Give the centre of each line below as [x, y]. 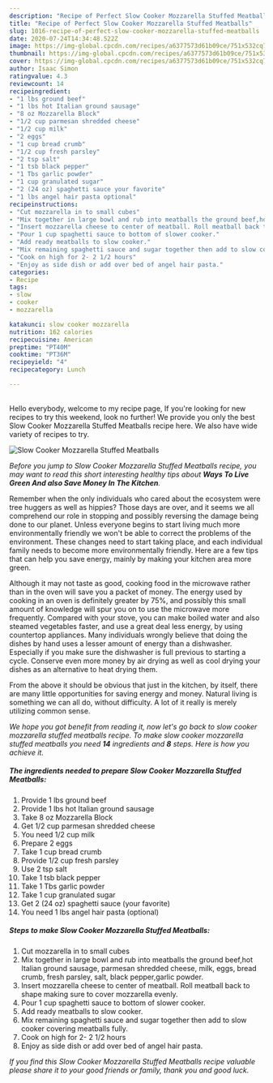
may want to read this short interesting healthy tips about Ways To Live [129, 474]
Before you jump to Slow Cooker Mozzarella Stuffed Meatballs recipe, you [133, 465]
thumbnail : [28, 54]
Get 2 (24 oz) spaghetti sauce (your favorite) [96, 903]
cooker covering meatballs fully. [75, 1028]
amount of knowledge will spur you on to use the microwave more [119, 609]
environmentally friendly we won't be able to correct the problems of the [130, 533]
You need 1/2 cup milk [58, 834]
